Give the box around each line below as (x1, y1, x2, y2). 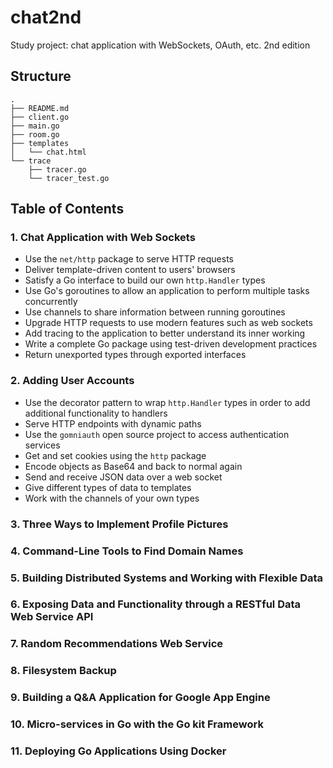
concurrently (24, 296, 78, 308)
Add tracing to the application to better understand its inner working (24, 327, 306, 340)
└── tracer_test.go (28, 173, 110, 183)
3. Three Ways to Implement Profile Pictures (10, 517, 229, 531)
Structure (10, 68, 72, 85)
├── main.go (10, 121, 60, 131)
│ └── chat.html (10, 147, 87, 157)
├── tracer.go (28, 164, 87, 175)
